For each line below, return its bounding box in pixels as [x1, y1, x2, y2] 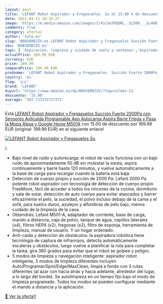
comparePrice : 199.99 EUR [5, 66, 57, 71]
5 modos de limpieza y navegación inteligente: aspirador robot [12, 253, 137, 259]
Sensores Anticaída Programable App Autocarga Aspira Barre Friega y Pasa [5, 116, 156, 122]
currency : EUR [5, 57, 34, 62]
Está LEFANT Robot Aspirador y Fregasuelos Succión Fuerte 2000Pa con [5, 111, 151, 117]
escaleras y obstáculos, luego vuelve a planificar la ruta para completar [12, 243, 155, 249]
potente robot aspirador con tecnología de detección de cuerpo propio [12, 181, 154, 187]
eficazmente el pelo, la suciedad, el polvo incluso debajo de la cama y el [12, 196, 157, 202]
